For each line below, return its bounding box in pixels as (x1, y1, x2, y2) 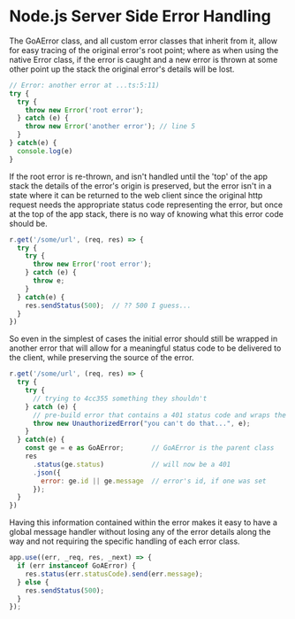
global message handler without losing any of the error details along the (9, 527, 271, 538)
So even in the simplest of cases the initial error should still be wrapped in (9, 334, 278, 344)
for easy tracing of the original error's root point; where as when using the (9, 44, 279, 55)
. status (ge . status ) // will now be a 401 (32, 460, 231, 468)
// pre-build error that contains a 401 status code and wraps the (32, 410, 287, 420)
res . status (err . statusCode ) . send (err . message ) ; (25, 569, 203, 578)
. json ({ (32, 468, 62, 477)
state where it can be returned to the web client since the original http (9, 190, 263, 200)
